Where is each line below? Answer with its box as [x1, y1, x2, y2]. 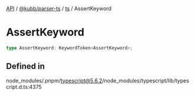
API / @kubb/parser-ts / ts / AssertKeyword [6, 5, 112, 12]
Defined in [6, 61, 45, 71]
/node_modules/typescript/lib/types [102, 77, 190, 84]
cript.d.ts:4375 [6, 83, 42, 90]
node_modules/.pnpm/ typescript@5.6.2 [6, 77, 103, 84]
